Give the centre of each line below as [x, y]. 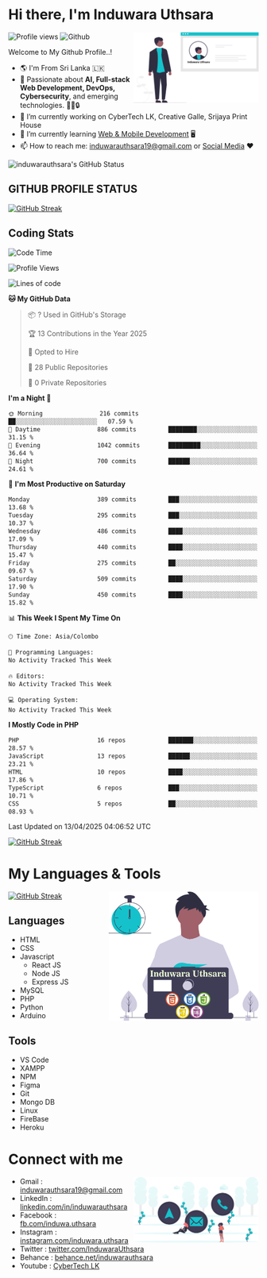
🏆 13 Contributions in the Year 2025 [87, 333]
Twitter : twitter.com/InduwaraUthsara [82, 1249]
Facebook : [38, 1215]
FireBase [34, 1119]
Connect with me [66, 1159]
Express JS [50, 982]
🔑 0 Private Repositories [67, 382]
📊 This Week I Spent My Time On [64, 618]
